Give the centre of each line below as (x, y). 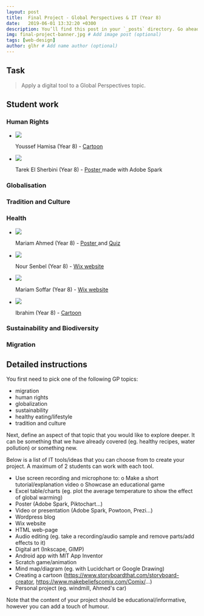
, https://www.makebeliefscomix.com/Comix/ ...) (93, 582)
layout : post (23, 12)
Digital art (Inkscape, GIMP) (49, 550)
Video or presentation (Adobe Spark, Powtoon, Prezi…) (84, 511)
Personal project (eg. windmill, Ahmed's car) (71, 588)
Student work (32, 104)
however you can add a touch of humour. (58, 606)
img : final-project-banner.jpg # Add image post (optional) (84, 35)
